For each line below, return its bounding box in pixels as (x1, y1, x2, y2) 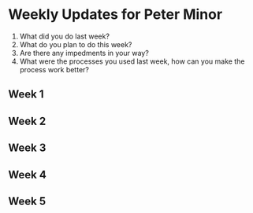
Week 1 (8, 88, 44, 101)
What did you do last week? (19, 31, 110, 41)
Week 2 (8, 114, 47, 127)
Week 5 (8, 194, 46, 207)
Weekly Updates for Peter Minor (8, 6, 223, 24)
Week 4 (8, 167, 47, 182)
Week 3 (8, 141, 47, 155)
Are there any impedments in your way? (19, 48, 150, 57)
